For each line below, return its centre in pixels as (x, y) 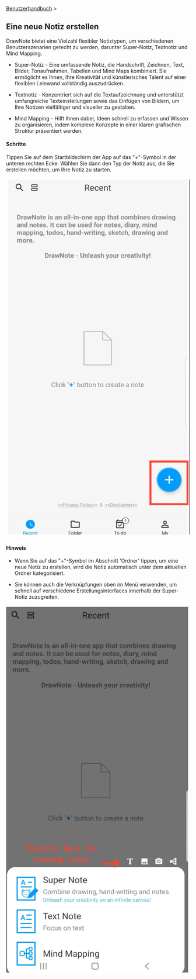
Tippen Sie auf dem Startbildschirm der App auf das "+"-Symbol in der (91, 157)
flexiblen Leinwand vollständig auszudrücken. (69, 83)
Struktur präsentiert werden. (48, 130)
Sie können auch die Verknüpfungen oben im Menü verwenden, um (95, 585)
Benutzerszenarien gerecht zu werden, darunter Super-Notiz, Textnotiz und (97, 47)
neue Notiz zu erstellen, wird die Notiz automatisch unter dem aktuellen (100, 567)
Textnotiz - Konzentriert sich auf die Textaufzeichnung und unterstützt (99, 94)
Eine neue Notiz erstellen (52, 27)
